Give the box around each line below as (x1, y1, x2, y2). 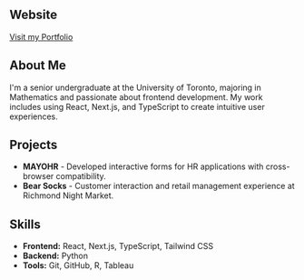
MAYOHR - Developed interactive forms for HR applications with (22, 161, 264, 172)
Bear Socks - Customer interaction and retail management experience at (22, 181, 295, 192)
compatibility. (55, 171, 106, 182)
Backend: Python (22, 250, 89, 262)
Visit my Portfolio (9, 31, 74, 42)
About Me (9, 58, 66, 74)
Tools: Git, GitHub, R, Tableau (22, 260, 134, 271)
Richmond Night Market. (22, 190, 114, 201)
